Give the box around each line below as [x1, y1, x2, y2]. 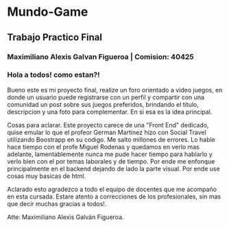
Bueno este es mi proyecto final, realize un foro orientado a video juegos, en [7, 86, 223, 94]
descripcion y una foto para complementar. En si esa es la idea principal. [7, 107, 213, 116]
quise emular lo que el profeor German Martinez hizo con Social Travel [7, 128, 207, 136]
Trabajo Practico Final [7, 31, 103, 43]
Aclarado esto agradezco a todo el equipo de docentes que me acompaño [7, 185, 217, 193]
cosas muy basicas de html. [7, 172, 86, 180]
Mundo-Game [7, 4, 88, 20]
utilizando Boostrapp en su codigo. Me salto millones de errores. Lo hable [7, 135, 216, 144]
